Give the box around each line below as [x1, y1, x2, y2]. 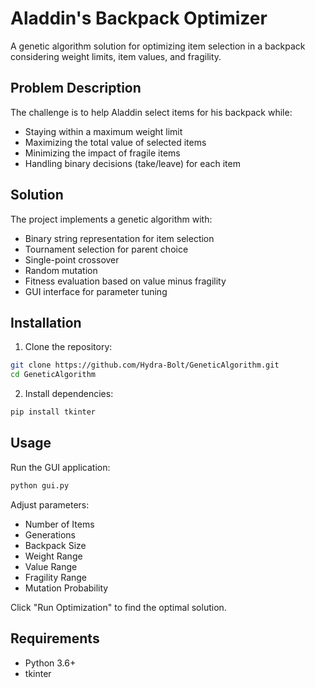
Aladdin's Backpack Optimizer [10, 7, 268, 30]
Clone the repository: [24, 341, 113, 353]
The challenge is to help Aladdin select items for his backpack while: [10, 106, 293, 118]
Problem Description [10, 80, 142, 97]
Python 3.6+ [24, 657, 77, 669]
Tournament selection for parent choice [24, 243, 189, 255]
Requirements [10, 630, 100, 647]
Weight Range [24, 550, 83, 562]
